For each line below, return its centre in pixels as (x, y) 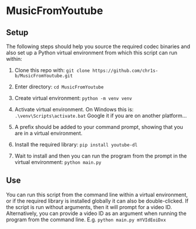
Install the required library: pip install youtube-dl (76, 144)
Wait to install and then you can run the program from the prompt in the (101, 156)
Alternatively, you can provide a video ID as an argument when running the (96, 213)
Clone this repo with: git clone (52, 70)
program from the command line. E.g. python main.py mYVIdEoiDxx (86, 219)
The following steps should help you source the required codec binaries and (98, 46)
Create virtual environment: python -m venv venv (73, 98)
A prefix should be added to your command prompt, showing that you (99, 127)
